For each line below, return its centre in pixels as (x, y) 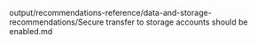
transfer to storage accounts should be (177, 22)
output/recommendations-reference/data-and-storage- (111, 13)
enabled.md (31, 31)
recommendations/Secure (57, 22)
